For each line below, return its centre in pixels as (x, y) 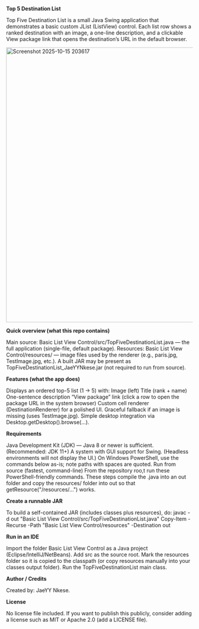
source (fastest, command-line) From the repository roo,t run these (88, 470)
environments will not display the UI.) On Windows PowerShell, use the (92, 458)
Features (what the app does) (43, 379)
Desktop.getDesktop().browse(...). (48, 422)
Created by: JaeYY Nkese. (38, 590)
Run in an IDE (23, 537)
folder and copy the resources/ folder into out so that (71, 483)
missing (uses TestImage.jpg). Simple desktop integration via (81, 416)
